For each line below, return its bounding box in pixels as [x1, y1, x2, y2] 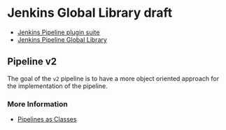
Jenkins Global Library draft [7, 5, 173, 21]
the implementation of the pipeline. [7, 82, 108, 90]
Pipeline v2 [7, 56, 57, 68]
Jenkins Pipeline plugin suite [17, 28, 100, 36]
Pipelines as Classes [17, 115, 77, 124]
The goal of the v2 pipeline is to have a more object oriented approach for [7, 74, 219, 82]
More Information [7, 99, 68, 109]
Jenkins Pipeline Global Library [17, 35, 107, 43]
